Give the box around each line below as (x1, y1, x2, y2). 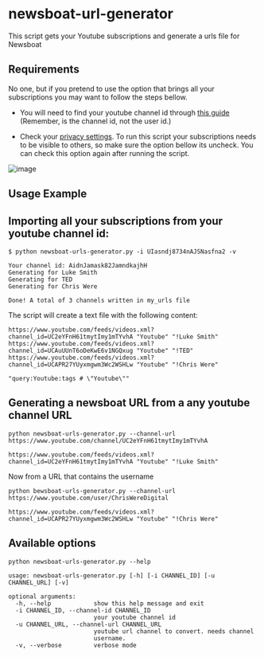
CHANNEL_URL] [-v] (8, 578, 69, 586)
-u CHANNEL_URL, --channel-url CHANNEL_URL (15, 620, 161, 628)
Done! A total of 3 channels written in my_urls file (8, 296, 191, 304)
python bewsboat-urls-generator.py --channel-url (8, 487, 177, 495)
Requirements (8, 63, 80, 76)
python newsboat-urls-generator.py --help (8, 557, 151, 565)
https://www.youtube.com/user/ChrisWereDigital (8, 494, 169, 502)
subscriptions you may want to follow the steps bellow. (8, 92, 188, 102)
